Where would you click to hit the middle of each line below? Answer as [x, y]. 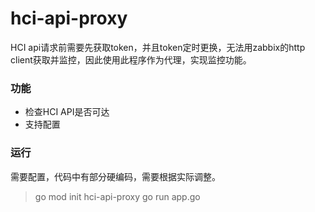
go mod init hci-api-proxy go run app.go [117, 196]
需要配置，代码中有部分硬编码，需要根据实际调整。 [115, 176]
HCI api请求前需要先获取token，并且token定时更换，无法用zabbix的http [158, 47]
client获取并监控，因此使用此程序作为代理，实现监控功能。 [131, 59]
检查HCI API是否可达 [67, 112]
